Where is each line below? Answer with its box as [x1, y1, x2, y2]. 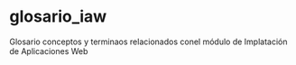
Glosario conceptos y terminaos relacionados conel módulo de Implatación [9, 36, 288, 47]
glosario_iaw [9, 6, 107, 27]
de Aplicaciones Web [9, 45, 88, 56]
